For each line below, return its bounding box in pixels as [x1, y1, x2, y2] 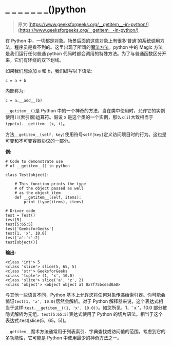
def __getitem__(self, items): [14, 195, 82, 200]
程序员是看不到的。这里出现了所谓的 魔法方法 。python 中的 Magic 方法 [14, 44, 163, 50]
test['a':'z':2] [5, 235, 40, 240]
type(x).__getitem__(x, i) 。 [5, 120, 68, 126]
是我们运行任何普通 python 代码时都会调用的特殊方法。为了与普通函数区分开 [5, 50, 167, 56]
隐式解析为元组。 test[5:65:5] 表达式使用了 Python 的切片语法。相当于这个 [5, 311, 163, 317]
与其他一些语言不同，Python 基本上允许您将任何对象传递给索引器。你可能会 [5, 292, 166, 298]
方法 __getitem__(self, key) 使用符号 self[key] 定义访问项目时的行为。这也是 [5, 131, 167, 137]
